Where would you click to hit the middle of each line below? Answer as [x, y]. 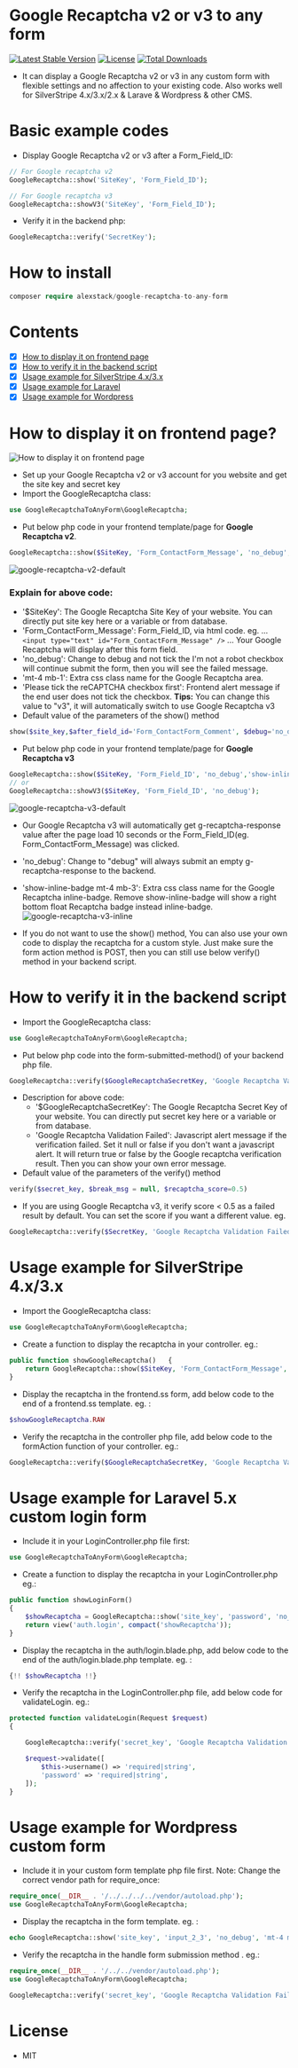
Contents [44, 332]
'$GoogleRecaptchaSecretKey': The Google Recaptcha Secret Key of [161, 1107]
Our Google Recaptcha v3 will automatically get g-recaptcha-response [151, 825]
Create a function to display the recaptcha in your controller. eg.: [140, 1344]
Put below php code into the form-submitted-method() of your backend [153, 1055]
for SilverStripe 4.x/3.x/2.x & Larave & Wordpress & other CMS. [137, 95]
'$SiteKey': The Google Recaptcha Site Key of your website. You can [147, 612]
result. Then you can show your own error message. [131, 1164]
